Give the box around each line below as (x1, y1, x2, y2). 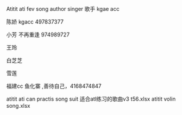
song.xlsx (6, 102, 30, 109)
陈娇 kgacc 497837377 (6, 18, 64, 25)
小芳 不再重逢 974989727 (6, 31, 70, 38)
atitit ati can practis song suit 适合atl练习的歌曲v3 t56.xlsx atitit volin (6, 96, 176, 102)
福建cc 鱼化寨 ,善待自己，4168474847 (6, 82, 102, 90)
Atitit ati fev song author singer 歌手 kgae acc (6, 5, 120, 12)
